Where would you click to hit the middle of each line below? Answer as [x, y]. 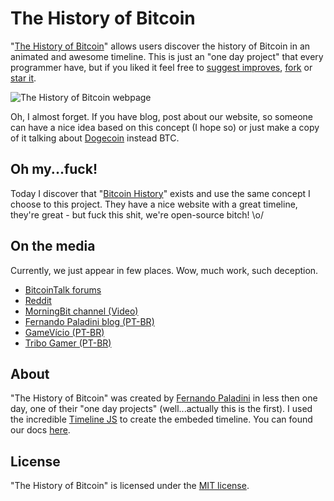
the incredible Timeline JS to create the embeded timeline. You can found [161, 419]
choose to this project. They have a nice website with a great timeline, [154, 204]
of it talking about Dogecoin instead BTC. [95, 138]
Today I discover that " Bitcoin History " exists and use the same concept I [160, 193]
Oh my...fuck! [54, 169]
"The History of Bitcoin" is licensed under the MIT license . [130, 486]
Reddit [38, 300]
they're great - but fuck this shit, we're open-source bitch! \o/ [137, 214]
